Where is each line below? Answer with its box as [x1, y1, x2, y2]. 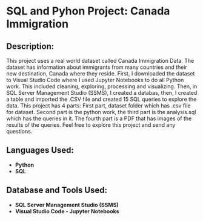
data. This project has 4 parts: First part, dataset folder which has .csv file [6, 102, 191, 109]
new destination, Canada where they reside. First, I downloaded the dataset [6, 70, 195, 77]
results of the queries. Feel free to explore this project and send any [6, 121, 176, 128]
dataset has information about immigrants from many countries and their [6, 63, 188, 71]
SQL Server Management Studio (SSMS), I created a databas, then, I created [6, 89, 198, 96]
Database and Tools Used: [6, 185, 108, 196]
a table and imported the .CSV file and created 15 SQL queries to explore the [6, 95, 197, 103]
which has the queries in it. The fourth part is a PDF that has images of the [6, 115, 192, 122]
